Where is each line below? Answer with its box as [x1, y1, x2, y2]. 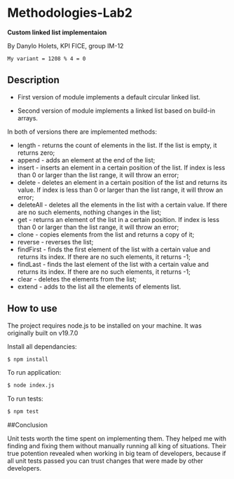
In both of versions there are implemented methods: [7, 127, 158, 136]
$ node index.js [7, 382, 55, 389]
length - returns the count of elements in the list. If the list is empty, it [17, 141, 217, 149]
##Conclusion [7, 421, 48, 429]
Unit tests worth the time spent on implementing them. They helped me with [7, 434, 226, 443]
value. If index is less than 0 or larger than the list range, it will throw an [17, 186, 223, 194]
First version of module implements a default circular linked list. [17, 92, 201, 101]
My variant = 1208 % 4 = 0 [7, 55, 86, 62]
